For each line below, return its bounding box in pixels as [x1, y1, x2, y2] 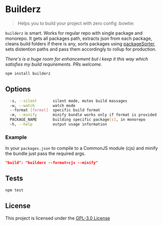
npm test [5, 188, 24, 193]
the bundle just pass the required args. [5, 150, 86, 157]
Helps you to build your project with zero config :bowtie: [17, 20, 135, 26]
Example [5, 134, 27, 141]
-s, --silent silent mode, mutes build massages [10, 98, 128, 103]
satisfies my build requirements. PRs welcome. [5, 61, 102, 67]
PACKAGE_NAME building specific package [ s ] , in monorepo [10, 117, 145, 122]
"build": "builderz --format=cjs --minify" [5, 160, 98, 165]
